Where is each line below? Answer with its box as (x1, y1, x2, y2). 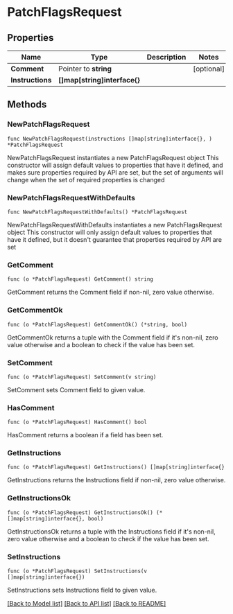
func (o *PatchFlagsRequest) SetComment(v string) (7, 374, 157, 380)
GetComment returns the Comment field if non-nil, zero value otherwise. (7, 288, 214, 297)
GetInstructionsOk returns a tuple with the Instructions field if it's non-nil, (7, 527, 216, 536)
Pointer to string (58, 64, 112, 73)
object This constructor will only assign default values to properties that (7, 228, 213, 236)
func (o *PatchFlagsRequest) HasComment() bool (7, 419, 148, 426)
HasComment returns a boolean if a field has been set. (7, 431, 164, 439)
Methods (7, 98, 47, 111)
